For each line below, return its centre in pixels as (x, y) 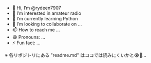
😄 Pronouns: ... (29, 37)
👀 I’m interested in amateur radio (47, 13)
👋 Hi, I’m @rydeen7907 (36, 8)
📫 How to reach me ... (36, 30)
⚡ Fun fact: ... (26, 43)
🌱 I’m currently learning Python (45, 19)
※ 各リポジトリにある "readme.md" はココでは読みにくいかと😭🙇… (76, 55)
